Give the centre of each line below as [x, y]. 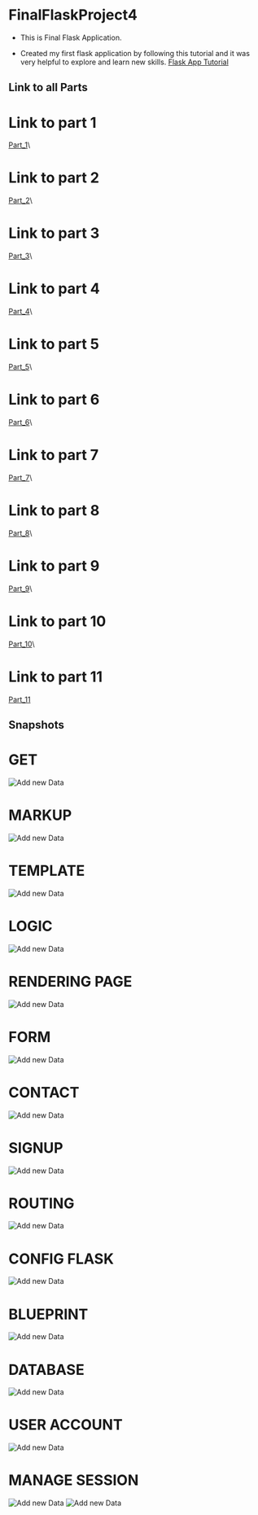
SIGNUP [36, 1147]
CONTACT [44, 1092]
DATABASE [46, 1370]
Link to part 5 [54, 344]
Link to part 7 [54, 455]
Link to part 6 [54, 400]
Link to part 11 [56, 676]
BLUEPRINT [48, 1314]
